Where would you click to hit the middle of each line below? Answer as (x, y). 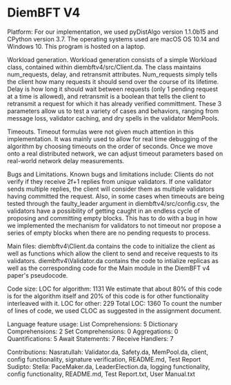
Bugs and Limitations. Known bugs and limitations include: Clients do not (110, 174)
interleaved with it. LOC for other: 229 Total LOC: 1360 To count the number (114, 303)
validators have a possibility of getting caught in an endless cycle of (103, 211)
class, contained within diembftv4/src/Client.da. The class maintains (104, 67)
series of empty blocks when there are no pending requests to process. (109, 233)
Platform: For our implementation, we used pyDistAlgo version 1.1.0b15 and (113, 32)
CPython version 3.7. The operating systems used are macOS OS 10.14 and (113, 39)
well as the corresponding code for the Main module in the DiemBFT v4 (109, 268)
